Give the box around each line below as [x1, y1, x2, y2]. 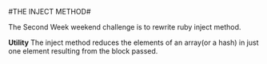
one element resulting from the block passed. [8, 46, 158, 55]
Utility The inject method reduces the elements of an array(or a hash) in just [8, 38, 259, 47]
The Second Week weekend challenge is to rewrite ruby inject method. [8, 22, 241, 31]
